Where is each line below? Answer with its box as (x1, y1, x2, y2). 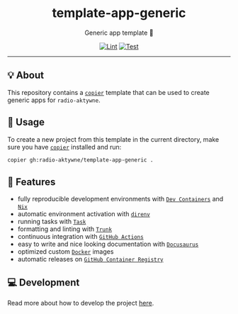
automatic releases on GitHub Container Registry (17, 255, 164, 264)
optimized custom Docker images (17, 247, 114, 256)
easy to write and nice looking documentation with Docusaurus (17, 240, 199, 249)
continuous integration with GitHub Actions (17, 232, 144, 241)
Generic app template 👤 (84, 28, 154, 37)
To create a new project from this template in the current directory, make (7, 135, 220, 143)
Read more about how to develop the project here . (7, 299, 154, 308)
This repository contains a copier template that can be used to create (7, 88, 210, 96)
